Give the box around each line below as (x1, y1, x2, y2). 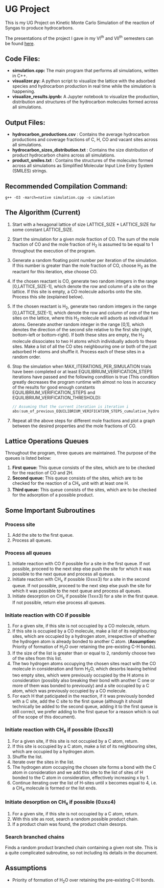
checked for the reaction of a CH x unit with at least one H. (12, 480, 129, 488)
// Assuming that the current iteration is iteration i (12, 404, 129, 409)
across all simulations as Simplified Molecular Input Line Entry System (12, 163, 153, 169)
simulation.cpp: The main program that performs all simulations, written (12, 68, 158, 74)
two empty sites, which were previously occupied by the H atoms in (12, 672, 149, 678)
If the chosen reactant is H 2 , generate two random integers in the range (12, 303, 157, 311)
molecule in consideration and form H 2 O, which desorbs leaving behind (12, 666, 157, 673)
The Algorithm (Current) (5, 209, 81, 217)
